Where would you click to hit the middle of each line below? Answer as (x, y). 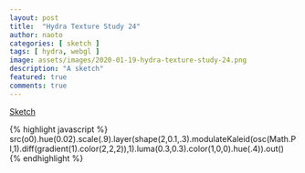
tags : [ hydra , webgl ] (55, 52)
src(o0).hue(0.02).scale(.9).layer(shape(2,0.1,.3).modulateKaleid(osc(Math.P (153, 138)
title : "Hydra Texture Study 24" (75, 26)
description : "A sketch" (57, 69)
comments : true (38, 86)
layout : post (34, 18)
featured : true (38, 77)
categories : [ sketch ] (55, 43)
